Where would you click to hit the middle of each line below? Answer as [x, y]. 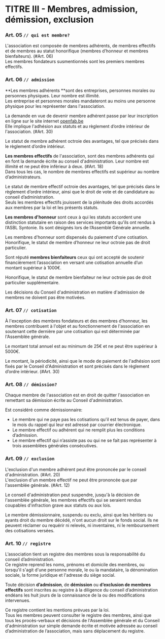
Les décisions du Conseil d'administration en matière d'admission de [75, 292]
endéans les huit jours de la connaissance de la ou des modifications [75, 595]
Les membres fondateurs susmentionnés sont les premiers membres [75, 62]
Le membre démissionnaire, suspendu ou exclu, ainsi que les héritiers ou [79, 514]
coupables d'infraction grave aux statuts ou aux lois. [58, 505]
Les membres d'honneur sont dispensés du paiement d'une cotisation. [77, 237]
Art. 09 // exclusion [30, 459]
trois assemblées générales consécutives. [55, 446]
